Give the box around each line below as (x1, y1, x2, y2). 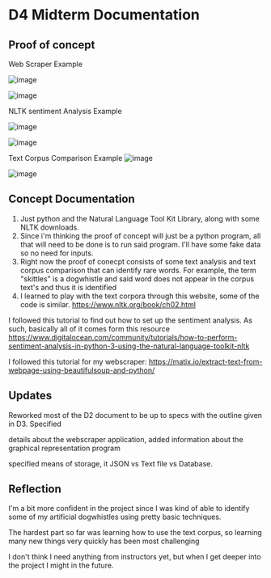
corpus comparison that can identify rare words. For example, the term (19, 265, 256, 275)
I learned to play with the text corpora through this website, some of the (19, 291, 260, 301)
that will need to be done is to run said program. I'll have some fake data (19, 239, 261, 249)
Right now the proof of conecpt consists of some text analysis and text (19, 256, 256, 266)
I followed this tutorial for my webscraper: (8, 357, 147, 366)
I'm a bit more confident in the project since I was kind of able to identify (8, 504, 250, 513)
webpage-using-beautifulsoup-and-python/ (8, 365, 155, 375)
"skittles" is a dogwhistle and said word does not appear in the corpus (19, 273, 255, 284)
